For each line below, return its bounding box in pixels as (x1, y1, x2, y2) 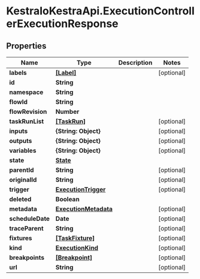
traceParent (9, 225, 44, 232)
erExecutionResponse (6, 17, 119, 31)
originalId (9, 175, 37, 184)
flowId (9, 98, 28, 106)
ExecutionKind (55, 244, 99, 252)
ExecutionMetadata (55, 205, 113, 213)
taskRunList (9, 117, 44, 125)
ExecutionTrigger (55, 186, 106, 193)
